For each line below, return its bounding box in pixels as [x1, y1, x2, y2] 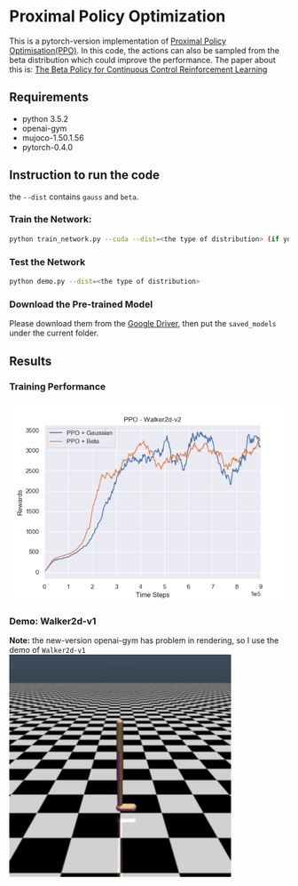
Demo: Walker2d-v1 [9, 615, 97, 627]
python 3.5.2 [21, 113, 69, 124]
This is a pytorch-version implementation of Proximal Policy [9, 36, 227, 46]
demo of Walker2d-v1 [9, 645, 86, 656]
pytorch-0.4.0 [21, 141, 74, 152]
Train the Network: [9, 213, 92, 226]
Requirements [9, 90, 89, 105]
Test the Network [9, 255, 86, 268]
